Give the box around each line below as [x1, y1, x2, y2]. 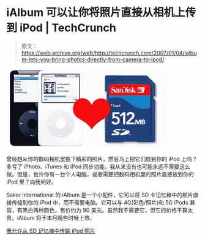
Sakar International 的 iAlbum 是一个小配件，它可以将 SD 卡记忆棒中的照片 [6, 191, 194, 198]
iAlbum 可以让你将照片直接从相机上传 [6, 6, 196, 20]
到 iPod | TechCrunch [6, 21, 116, 35]
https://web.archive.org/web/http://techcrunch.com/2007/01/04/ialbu [21, 49, 197, 56]
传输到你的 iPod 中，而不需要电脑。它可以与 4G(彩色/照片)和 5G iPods [11, 198, 188, 206]
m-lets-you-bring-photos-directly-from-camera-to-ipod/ [21, 56, 165, 63]
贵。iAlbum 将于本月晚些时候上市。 [6, 214, 95, 221]
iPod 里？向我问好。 [6, 178, 57, 186]
